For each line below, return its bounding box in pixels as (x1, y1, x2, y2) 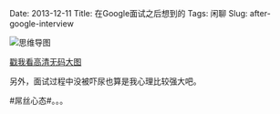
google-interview (9, 18, 75, 29)
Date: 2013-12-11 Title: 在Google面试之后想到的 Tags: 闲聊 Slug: (9, 8, 248, 18)
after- (249, 8, 271, 18)
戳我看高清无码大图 (9, 57, 82, 67)
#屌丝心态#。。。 (9, 95, 68, 106)
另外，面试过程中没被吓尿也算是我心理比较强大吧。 (9, 76, 202, 87)
